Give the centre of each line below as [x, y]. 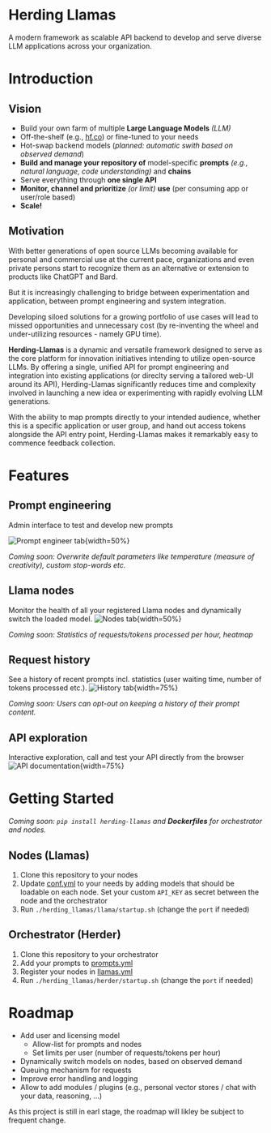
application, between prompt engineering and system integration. [117, 301]
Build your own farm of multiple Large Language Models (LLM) [125, 128]
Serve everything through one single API [88, 179]
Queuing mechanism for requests [76, 1070]
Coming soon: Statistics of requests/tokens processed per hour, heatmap [131, 634]
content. [22, 712]
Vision [25, 108]
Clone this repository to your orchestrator [89, 954]
